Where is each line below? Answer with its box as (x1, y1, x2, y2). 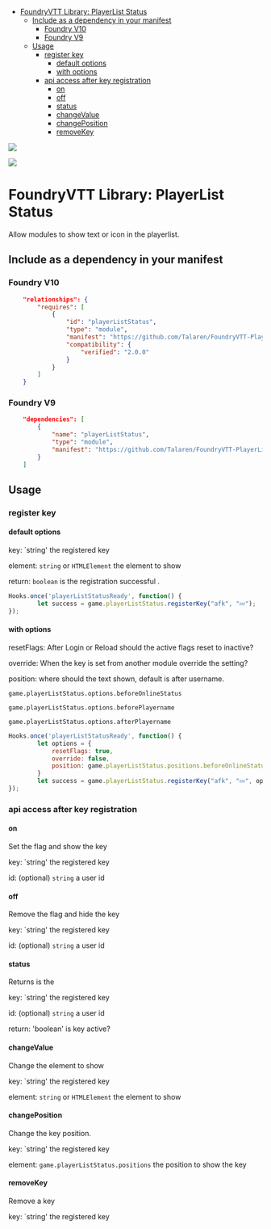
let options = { (37, 739, 92, 747)
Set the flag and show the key (8, 842, 107, 852)
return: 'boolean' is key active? (8, 1024, 110, 1033)
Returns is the (8, 977, 55, 987)
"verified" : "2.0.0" (80, 347, 150, 356)
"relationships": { (23, 295, 89, 304)
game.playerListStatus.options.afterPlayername (8, 718, 172, 726)
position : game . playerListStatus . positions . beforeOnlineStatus (51, 762, 269, 770)
